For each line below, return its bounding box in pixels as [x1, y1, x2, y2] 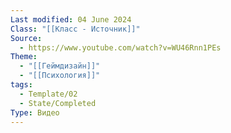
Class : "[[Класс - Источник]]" [10, 24, 141, 34]
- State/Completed [19, 98, 97, 108]
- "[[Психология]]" [19, 71, 101, 81]
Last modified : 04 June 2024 [10, 14, 132, 25]
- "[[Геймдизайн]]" [19, 61, 101, 71]
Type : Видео [10, 107, 60, 118]
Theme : [10, 52, 38, 62]
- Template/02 [19, 89, 78, 99]
